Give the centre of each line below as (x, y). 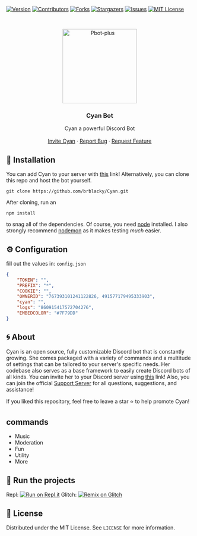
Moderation (29, 443)
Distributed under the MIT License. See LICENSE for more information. (90, 528)
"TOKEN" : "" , (33, 280)
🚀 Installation (31, 160)
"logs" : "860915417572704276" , (55, 308)
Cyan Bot (100, 115)
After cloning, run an (31, 203)
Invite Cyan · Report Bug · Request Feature (100, 141)
